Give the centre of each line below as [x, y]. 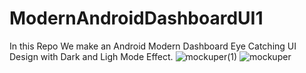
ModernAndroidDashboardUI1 [136, 18]
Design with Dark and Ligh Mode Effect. [91, 56]
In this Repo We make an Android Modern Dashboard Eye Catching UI [153, 46]
